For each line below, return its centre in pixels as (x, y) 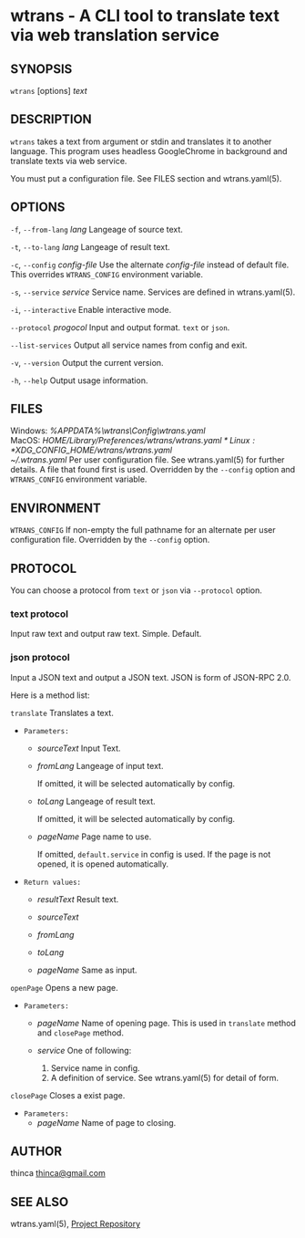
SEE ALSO (40, 1202)
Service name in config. (95, 1067)
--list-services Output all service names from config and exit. (129, 345)
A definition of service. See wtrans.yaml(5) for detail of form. (165, 1077)
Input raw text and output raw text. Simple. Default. (106, 634)
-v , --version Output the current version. (87, 362)
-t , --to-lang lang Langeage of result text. (91, 246)
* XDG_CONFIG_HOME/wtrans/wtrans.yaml (91, 450)
